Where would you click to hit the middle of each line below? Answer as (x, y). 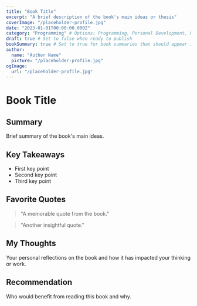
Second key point (36, 175)
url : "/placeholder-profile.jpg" (52, 72)
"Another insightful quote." (52, 225)
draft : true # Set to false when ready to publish (69, 39)
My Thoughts (31, 244)
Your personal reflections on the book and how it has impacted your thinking (98, 257)
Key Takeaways (35, 154)
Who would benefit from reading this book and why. (69, 296)
